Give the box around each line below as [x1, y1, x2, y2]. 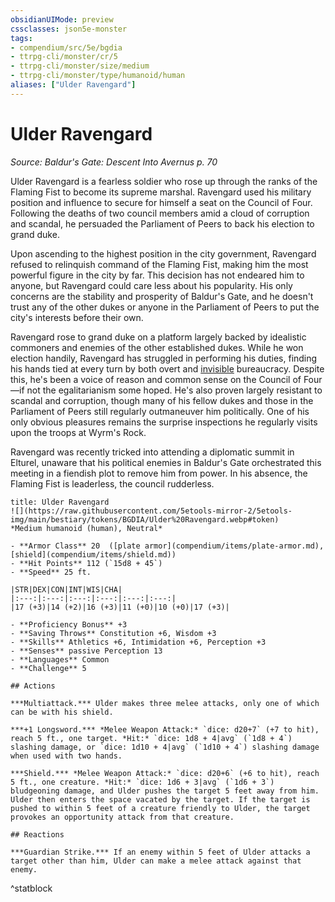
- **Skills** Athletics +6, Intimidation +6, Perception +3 [10, 637, 267, 647]
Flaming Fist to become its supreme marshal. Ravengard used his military [10, 186, 312, 198]
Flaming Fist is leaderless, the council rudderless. [10, 477, 215, 490]
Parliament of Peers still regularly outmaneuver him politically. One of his [10, 405, 310, 417]
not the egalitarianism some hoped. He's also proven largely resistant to [26, 384, 323, 396]
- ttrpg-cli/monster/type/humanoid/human [10, 71, 186, 81]
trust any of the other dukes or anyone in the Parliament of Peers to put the [10, 301, 320, 313]
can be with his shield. [10, 707, 114, 717]
